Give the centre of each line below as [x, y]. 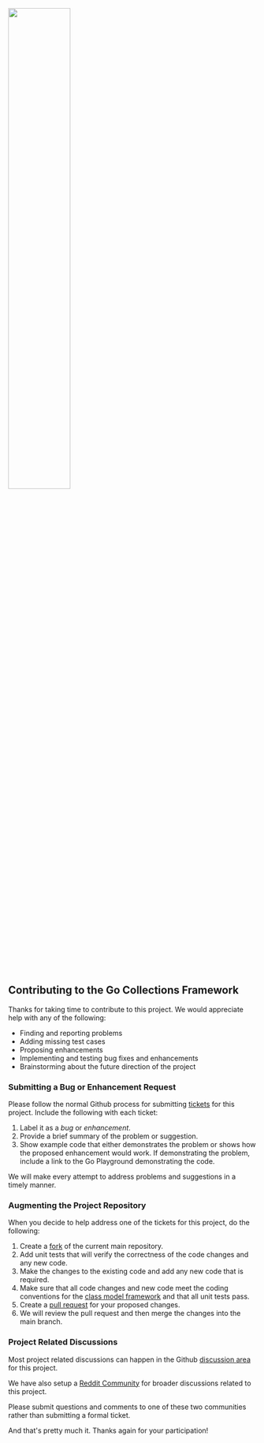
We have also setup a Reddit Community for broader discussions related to [130, 1383]
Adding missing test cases [62, 1041]
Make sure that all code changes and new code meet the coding [124, 1288]
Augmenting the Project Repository [77, 1206]
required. [34, 1280]
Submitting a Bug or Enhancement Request [92, 1086]
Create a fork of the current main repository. [91, 1247]
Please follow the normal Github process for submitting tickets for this [121, 1105]
